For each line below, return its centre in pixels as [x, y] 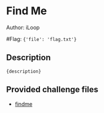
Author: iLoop [23, 27]
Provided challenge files [52, 90]
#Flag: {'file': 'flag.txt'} [42, 39]
